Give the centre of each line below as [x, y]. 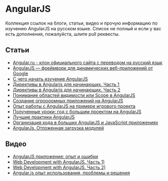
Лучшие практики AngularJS [44, 117]
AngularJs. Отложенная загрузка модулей [58, 128]
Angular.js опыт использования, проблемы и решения [71, 173]
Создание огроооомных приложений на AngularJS [68, 100]
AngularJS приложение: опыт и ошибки [55, 156]
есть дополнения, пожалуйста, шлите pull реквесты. [63, 34]
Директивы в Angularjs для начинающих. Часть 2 [67, 90]
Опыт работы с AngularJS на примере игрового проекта [74, 106]
